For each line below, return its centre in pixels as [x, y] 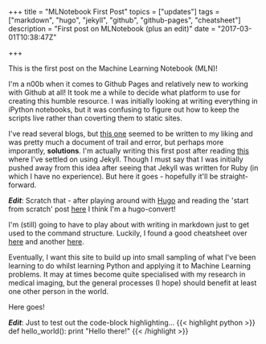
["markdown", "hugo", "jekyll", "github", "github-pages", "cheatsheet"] [125, 20]
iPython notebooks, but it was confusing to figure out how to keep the [124, 109]
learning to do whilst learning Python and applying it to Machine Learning [130, 266]
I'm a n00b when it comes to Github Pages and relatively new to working [129, 84]
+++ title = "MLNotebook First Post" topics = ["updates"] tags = [114, 12]
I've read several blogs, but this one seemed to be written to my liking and [131, 133]
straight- [234, 176]
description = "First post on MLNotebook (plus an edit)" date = [112, 29]
